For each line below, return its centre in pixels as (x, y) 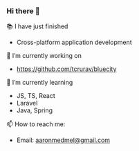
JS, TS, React (36, 96)
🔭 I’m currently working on (44, 56)
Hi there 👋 (24, 11)
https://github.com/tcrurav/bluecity (66, 69)
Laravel (27, 103)
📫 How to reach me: (36, 124)
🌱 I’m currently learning (40, 83)
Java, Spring (35, 110)
